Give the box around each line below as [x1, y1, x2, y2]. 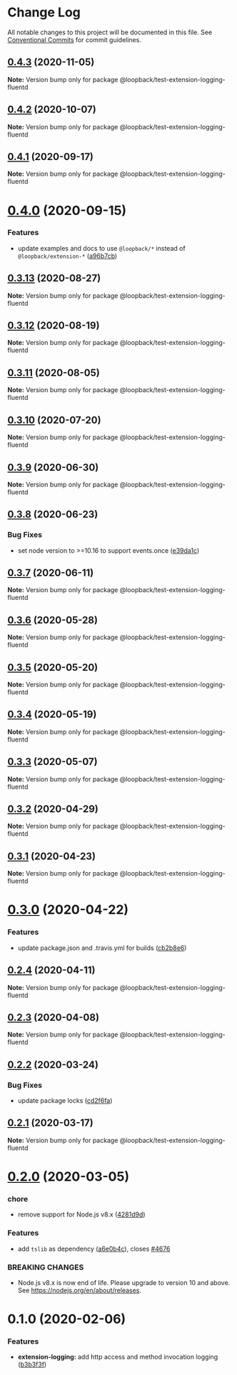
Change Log [7, 4, 81, 21]
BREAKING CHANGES [7, 1262, 84, 1272]
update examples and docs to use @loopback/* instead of [17, 244, 186, 252]
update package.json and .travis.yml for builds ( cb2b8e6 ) [17, 944, 187, 952]
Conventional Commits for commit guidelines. [7, 35, 141, 44]
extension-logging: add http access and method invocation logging [17, 1353, 218, 1361]
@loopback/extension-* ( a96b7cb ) [17, 251, 118, 260]
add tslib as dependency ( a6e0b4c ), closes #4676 [17, 1244, 171, 1253]
